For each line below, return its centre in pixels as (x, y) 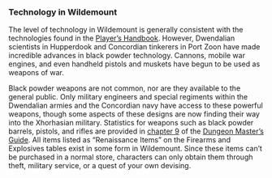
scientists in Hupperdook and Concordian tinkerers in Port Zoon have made (134, 47)
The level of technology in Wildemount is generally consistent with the (126, 30)
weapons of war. (37, 73)
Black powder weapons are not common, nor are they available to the (125, 88)
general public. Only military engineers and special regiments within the (128, 97)
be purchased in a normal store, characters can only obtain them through (131, 157)
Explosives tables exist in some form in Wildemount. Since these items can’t (135, 149)
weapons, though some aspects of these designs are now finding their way (134, 114)
